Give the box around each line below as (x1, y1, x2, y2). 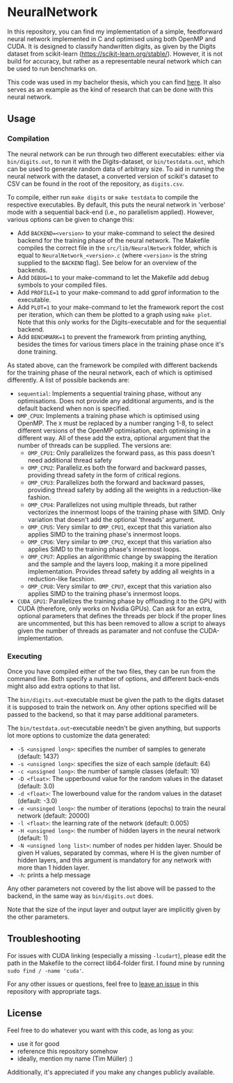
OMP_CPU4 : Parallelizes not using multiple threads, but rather (27, 500, 197, 509)
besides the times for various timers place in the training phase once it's (17, 340, 225, 348)
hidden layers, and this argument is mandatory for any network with (17, 856, 212, 864)
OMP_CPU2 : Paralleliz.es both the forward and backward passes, (27, 463, 207, 472)
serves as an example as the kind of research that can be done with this (7, 85, 214, 94)
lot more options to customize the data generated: (7, 731, 151, 740)
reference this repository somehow (17, 1047, 118, 1055)
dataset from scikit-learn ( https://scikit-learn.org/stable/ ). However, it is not (7, 50, 223, 58)
